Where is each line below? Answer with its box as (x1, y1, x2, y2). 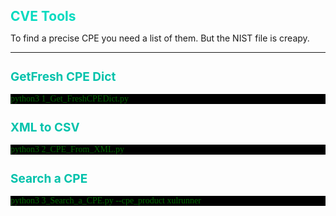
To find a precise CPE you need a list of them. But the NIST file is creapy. (10, 32, 310, 44)
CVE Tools (10, 8, 77, 25)
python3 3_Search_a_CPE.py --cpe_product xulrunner (10, 195, 202, 206)
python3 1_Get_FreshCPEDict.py (10, 93, 129, 104)
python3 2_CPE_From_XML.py (10, 144, 125, 155)
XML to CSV (10, 120, 80, 136)
